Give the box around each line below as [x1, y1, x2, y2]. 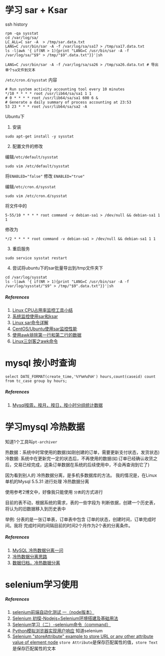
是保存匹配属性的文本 [12, 645, 56, 651]
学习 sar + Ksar [5, 4, 68, 16]
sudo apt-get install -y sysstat [5, 134, 74, 139]
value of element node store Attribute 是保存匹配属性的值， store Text [12, 639, 158, 645]
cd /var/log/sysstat [5, 275, 48, 280]
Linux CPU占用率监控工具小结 [12, 307, 73, 313]
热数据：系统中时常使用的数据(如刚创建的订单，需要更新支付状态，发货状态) [5, 449, 160, 455]
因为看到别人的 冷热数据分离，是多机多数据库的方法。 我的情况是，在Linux [5, 472, 157, 478]
